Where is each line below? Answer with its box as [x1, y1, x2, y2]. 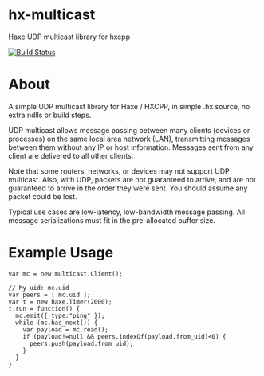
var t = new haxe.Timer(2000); [8, 297, 112, 306]
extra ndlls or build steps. [8, 110, 92, 119]
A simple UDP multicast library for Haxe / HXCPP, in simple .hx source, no [8, 101, 250, 111]
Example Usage [8, 244, 114, 262]
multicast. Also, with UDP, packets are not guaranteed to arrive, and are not [8, 174, 257, 184]
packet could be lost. [8, 191, 77, 201]
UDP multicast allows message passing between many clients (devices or [8, 125, 250, 135]
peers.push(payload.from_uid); [29, 339, 134, 347]
